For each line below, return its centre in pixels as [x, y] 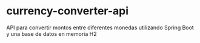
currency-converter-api [68, 11]
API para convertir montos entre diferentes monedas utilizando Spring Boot [100, 27]
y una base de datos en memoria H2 [52, 33]
